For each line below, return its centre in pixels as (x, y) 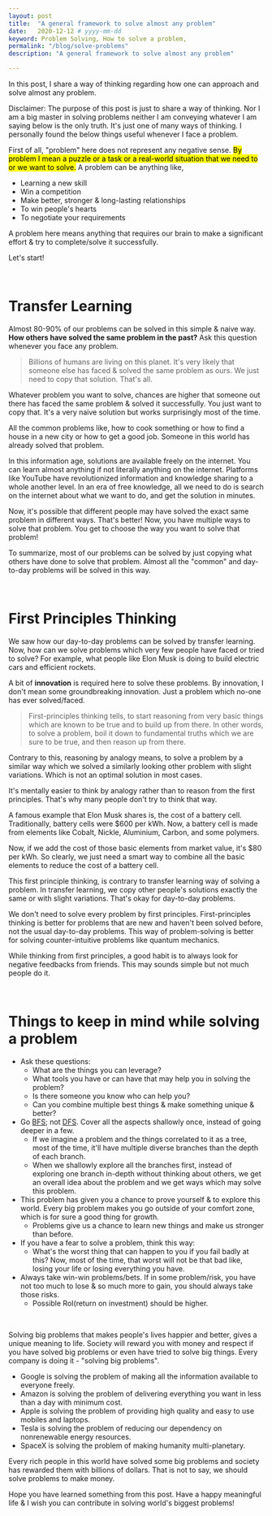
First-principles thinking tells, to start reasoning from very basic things (146, 715)
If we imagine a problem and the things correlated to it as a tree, (139, 1139)
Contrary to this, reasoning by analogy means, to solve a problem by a (126, 758)
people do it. (30, 973)
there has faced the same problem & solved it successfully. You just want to (135, 403)
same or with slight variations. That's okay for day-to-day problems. (122, 898)
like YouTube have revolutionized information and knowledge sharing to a (131, 478)
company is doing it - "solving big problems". (84, 1360)
